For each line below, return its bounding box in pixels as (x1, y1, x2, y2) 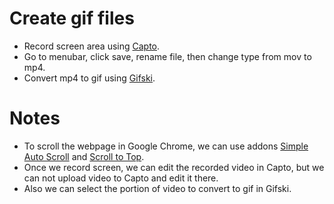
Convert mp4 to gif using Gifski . (23, 72, 156, 84)
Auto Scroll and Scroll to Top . (23, 150, 145, 162)
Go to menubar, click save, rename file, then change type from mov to (23, 50, 312, 62)
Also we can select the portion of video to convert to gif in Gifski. (23, 182, 292, 194)
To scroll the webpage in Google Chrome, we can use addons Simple (23, 140, 309, 152)
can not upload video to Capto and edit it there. (23, 172, 219, 184)
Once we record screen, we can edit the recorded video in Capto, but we (23, 161, 325, 173)
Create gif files (9, 7, 135, 30)
